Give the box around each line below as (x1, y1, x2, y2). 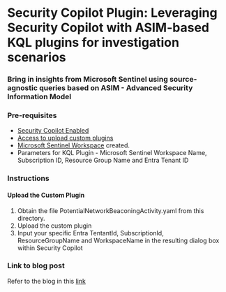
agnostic (7, 83, 38, 93)
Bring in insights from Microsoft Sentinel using (7, 75, 169, 85)
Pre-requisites (7, 110, 57, 120)
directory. (17, 214, 45, 222)
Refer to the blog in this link (7, 277, 86, 285)
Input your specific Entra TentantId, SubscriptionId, (17, 228, 164, 237)
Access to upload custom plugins (17, 134, 114, 143)
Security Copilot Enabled (17, 126, 89, 135)
